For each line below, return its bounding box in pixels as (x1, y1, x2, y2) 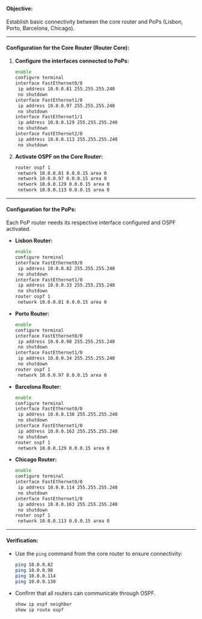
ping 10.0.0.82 (14, 562, 54, 568)
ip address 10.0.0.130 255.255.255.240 (17, 412, 118, 418)
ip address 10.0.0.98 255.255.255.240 (17, 338, 115, 345)
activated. (6, 225, 31, 233)
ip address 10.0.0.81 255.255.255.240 (17, 86, 115, 92)
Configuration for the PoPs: (6, 206, 76, 213)
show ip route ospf (14, 606, 64, 613)
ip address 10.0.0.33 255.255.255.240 (17, 282, 115, 289)
